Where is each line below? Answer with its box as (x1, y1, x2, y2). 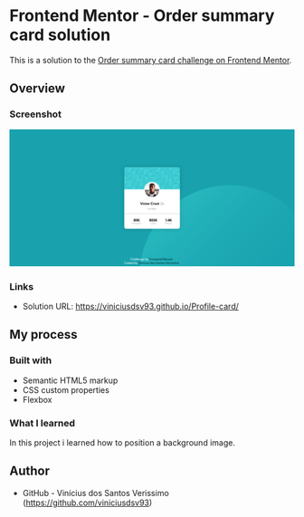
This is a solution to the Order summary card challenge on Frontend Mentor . (9, 54, 292, 65)
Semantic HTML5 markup (22, 375, 119, 386)
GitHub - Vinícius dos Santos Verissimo (22, 487, 169, 498)
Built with (9, 354, 52, 367)
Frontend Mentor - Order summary (9, 5, 275, 26)
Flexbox (22, 394, 52, 405)
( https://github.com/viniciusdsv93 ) (22, 497, 153, 508)
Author (9, 464, 50, 479)
